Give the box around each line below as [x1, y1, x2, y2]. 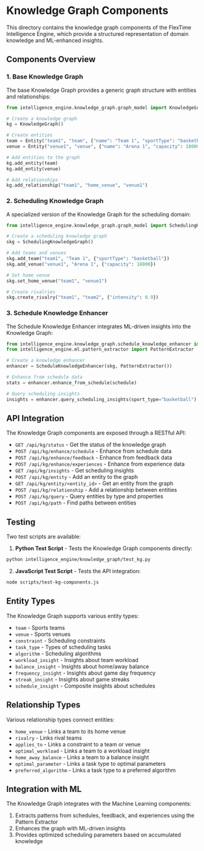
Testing [6, 517, 36, 527]
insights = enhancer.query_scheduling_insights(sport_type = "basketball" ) [6, 396, 197, 402]
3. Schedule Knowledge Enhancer [6, 309, 109, 317]
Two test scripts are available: [6, 533, 81, 540]
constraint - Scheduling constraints [15, 636, 106, 644]
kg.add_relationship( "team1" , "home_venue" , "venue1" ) [6, 182, 148, 188]
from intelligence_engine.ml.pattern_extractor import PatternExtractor [6, 346, 194, 353]
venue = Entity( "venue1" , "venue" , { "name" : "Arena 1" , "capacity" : [6, 143, 183, 150]
